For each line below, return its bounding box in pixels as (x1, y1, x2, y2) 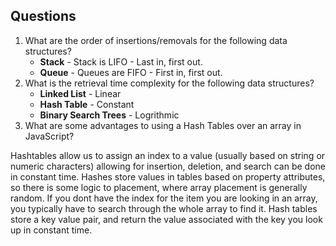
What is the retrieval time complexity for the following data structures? (24, 77, 315, 89)
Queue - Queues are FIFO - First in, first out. (39, 66, 223, 78)
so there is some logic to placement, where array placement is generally (10, 181, 308, 193)
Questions (10, 8, 77, 25)
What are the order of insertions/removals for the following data (24, 34, 288, 46)
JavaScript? (24, 130, 75, 142)
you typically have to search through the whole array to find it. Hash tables (10, 202, 318, 214)
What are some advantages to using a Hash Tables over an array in (24, 119, 302, 131)
